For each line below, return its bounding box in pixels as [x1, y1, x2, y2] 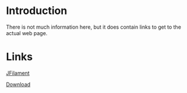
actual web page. [6, 29, 48, 36]
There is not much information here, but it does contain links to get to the [6, 23, 182, 30]
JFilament [6, 69, 30, 77]
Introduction [6, 4, 68, 18]
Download [6, 81, 31, 88]
